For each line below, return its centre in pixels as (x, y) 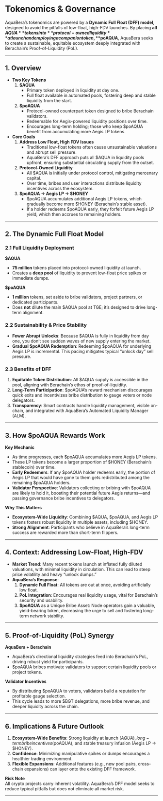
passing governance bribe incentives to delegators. (64, 498)
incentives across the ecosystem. (60, 188)
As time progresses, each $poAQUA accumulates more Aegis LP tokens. (84, 457)
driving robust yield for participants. (48, 662)
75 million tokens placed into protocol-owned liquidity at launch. (76, 268)
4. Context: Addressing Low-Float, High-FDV (74, 552)
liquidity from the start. (49, 100)
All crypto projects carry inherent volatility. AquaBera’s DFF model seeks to (80, 783)
